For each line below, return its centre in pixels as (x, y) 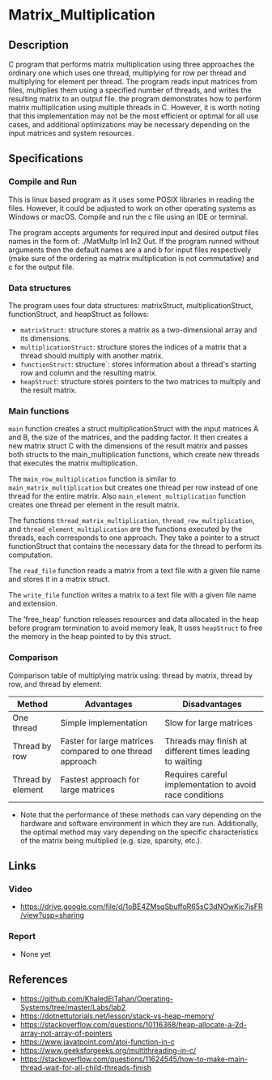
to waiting (183, 761)
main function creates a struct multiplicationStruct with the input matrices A (134, 429)
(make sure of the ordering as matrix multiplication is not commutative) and (134, 258)
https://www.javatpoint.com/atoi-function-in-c (98, 1042)
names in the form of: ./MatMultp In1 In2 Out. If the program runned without (134, 241)
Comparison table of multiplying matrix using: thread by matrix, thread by (131, 675)
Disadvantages (212, 704)
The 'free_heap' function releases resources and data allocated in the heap (134, 619)
